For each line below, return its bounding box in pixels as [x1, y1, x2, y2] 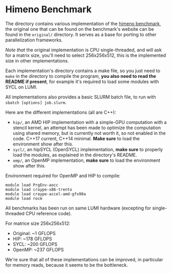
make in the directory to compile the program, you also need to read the [5, 73, 157, 79]
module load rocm [5, 196, 43, 201]
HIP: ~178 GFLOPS [12, 236, 52, 242]
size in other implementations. [5, 57, 69, 64]
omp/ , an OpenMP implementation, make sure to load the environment [12, 157, 161, 163]
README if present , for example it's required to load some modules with [5, 78, 159, 85]
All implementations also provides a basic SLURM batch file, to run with [5, 94, 156, 100]
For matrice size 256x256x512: [5, 220, 71, 226]
